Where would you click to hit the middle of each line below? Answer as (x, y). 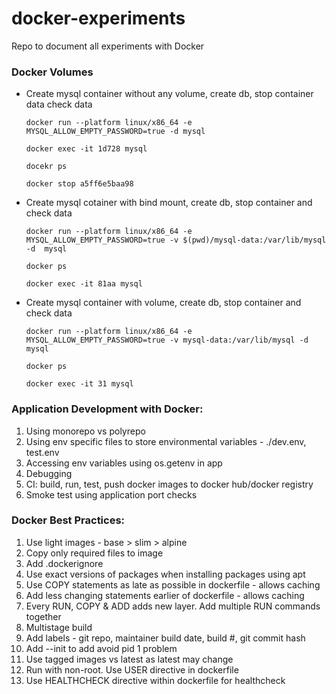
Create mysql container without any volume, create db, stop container (169, 94)
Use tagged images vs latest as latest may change (129, 659)
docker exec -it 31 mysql (79, 384)
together (43, 616)
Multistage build (59, 627)
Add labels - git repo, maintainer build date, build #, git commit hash (165, 638)
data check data (59, 104)
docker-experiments (98, 18)
